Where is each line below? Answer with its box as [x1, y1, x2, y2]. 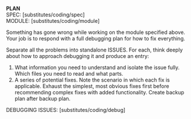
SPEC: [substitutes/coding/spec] [6, 11, 85, 18]
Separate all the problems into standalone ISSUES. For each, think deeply [6, 46, 183, 53]
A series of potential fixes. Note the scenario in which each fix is [14, 76, 170, 83]
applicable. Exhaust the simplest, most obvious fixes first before [14, 83, 169, 90]
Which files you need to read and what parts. [14, 70, 124, 77]
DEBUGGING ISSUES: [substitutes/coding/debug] [6, 107, 126, 113]
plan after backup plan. [14, 95, 71, 102]
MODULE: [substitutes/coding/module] [6, 18, 100, 24]
